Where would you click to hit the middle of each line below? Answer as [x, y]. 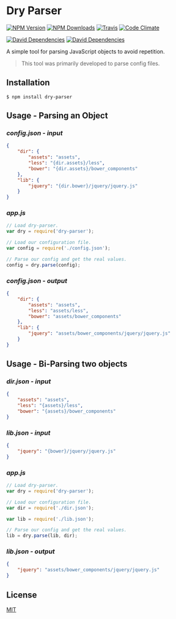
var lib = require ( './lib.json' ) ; [50, 519]
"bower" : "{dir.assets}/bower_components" [83, 169]
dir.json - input [29, 381]
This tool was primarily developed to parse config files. [90, 63]
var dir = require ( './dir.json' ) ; [50, 508]
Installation [28, 83]
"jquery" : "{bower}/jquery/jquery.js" [67, 451]
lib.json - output [31, 551]
